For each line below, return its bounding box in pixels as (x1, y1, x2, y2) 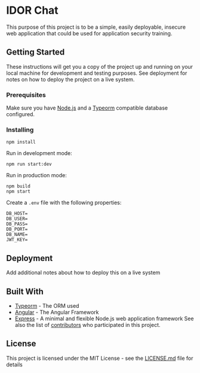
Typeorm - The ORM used (14, 302, 79, 309)
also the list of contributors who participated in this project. (14, 321, 161, 328)
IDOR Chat (6, 4, 59, 17)
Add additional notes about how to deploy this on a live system (6, 269, 161, 276)
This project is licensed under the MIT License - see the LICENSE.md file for (6, 354, 193, 362)
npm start (6, 189, 31, 195)
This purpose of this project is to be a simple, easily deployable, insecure (6, 23, 186, 31)
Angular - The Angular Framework (14, 308, 100, 316)
